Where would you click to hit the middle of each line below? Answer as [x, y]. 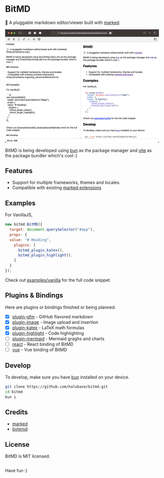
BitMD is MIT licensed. [28, 456]
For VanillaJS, [19, 215]
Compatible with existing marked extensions [57, 188]
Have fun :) [16, 470]
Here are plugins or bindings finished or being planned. [61, 307]
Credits [17, 412]
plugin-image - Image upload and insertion [55, 322]
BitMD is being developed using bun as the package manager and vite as [79, 150]
